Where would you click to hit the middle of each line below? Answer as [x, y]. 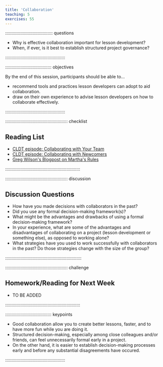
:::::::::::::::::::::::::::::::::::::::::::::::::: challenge [47, 268]
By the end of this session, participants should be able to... [65, 77]
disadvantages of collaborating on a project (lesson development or [81, 233]
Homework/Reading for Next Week [60, 283]
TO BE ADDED [27, 295]
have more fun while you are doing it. [50, 329]
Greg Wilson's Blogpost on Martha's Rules [55, 160]
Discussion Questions [40, 194]
